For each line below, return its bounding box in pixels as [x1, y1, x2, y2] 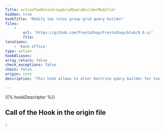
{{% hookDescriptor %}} [5, 94, 55, 100]
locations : [5, 40, 28, 44]
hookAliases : [5, 53, 32, 58]
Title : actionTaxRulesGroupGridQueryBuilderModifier [5, 7, 116, 12]
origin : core [5, 72, 32, 77]
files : [5, 21, 19, 26]
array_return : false [5, 58, 48, 63]
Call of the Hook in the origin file [5, 108, 106, 117]
